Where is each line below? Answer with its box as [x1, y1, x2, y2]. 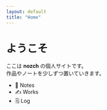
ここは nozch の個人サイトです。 [6, 62, 87, 70]
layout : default [6, 8, 46, 15]
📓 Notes [14, 81, 34, 89]
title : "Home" [6, 14, 42, 20]
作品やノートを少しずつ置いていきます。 [6, 70, 105, 77]
